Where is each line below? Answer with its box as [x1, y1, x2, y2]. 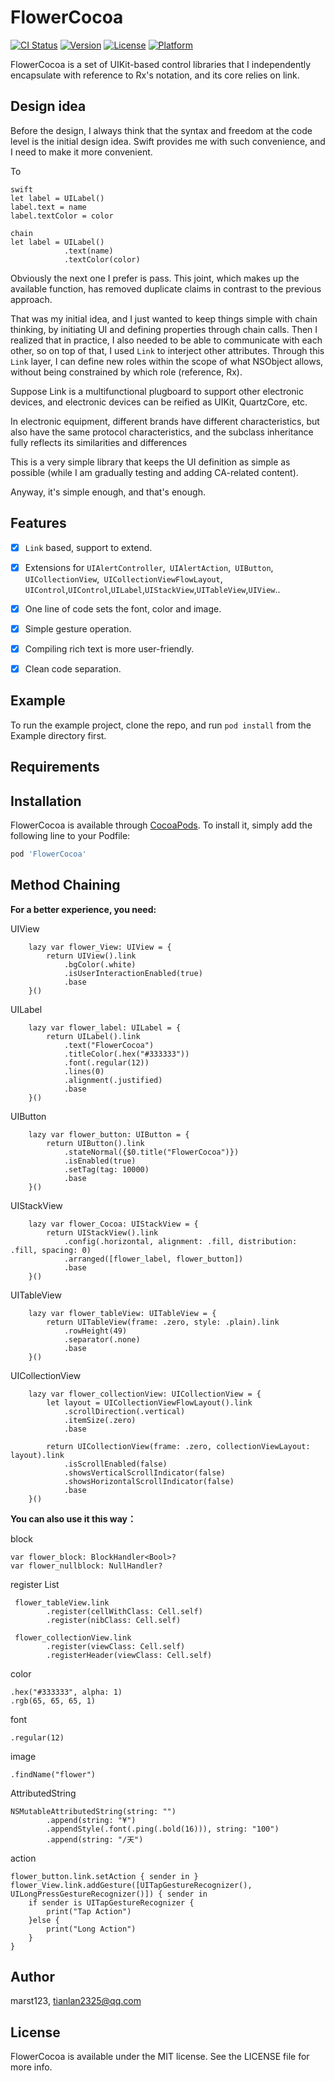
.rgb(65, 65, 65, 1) [10, 1696, 97, 1706]
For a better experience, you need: [10, 903, 157, 915]
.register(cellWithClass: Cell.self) [46, 1606, 203, 1616]
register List [10, 1578, 60, 1590]
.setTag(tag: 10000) [63, 1164, 150, 1175]
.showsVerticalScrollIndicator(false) [63, 1467, 226, 1478]
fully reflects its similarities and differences [10, 436, 188, 448]
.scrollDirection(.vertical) [63, 1406, 186, 1416]
